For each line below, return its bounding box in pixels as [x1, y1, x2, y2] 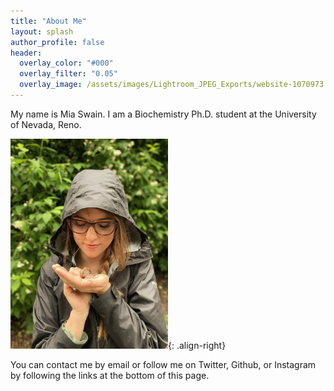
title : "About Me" [10, 16, 87, 26]
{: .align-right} [168, 339, 227, 351]
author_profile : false [10, 37, 105, 47]
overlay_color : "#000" [19, 58, 114, 69]
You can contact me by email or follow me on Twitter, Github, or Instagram [10, 358, 317, 370]
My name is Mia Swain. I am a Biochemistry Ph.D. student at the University [10, 108, 317, 120]
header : [10, 48, 43, 58]
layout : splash [10, 26, 74, 37]
